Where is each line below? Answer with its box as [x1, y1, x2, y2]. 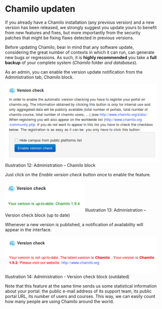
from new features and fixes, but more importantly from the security [5, 30, 141, 35]
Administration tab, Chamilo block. [5, 74, 74, 80]
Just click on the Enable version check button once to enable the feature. [5, 171, 151, 177]
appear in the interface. [5, 227, 52, 232]
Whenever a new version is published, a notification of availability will [5, 221, 144, 227]
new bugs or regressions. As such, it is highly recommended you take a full [5, 54, 157, 60]
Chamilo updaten [5, 3, 76, 15]
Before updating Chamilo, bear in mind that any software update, [5, 44, 134, 50]
